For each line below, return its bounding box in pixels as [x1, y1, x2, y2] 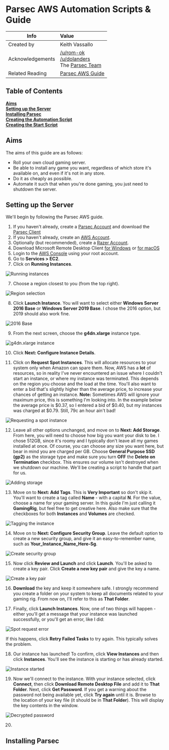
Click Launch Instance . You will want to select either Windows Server [13, 300, 159, 306]
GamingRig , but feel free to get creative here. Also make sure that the [13, 506, 157, 512]
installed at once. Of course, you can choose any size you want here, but [13, 443, 164, 449]
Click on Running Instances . [13, 261, 73, 267]
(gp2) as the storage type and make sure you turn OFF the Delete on [13, 454, 155, 460]
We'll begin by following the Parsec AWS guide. [6, 214, 104, 220]
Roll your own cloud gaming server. [13, 159, 86, 165]
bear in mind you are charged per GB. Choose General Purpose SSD [13, 449, 155, 455]
